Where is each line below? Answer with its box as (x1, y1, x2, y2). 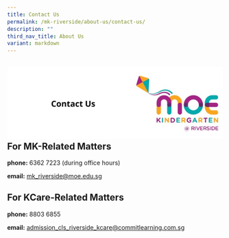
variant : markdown (7, 40, 60, 47)
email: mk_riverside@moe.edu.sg (7, 171, 102, 180)
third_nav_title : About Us (7, 33, 84, 40)
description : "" (7, 25, 53, 32)
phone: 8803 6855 (7, 210, 61, 218)
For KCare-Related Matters (7, 192, 125, 204)
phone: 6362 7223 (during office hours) (7, 158, 121, 167)
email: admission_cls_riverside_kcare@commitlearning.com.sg (7, 223, 185, 231)
